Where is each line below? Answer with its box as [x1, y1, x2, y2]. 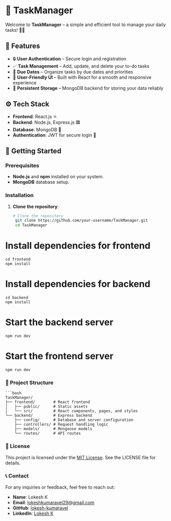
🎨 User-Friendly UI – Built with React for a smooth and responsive [12, 74, 152, 80]
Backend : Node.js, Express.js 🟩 [12, 119, 81, 125]
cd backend [5, 295, 29, 300]
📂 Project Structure [5, 379, 54, 386]
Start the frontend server [5, 350, 114, 362]
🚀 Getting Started [5, 147, 62, 155]
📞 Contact [5, 472, 29, 480]
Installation [5, 192, 34, 199]
